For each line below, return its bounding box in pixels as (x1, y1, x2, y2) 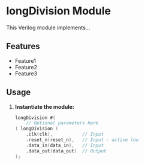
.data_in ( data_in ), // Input (26, 142, 104, 148)
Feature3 (14, 70, 38, 77)
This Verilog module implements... (6, 24, 90, 31)
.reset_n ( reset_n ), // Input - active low (26, 137, 139, 143)
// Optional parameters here (26, 120, 99, 126)
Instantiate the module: (14, 103, 75, 110)
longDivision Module (6, 4, 111, 18)
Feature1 (14, 57, 36, 64)
